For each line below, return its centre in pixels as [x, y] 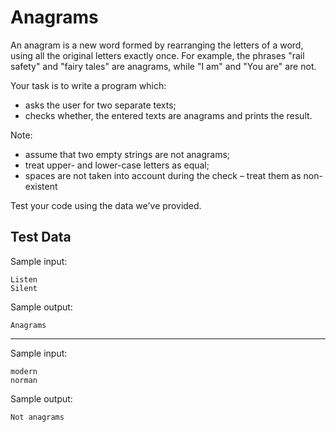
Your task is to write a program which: [88, 85]
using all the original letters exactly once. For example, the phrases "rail [157, 55]
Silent [24, 288]
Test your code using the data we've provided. [106, 205]
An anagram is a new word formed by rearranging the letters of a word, [157, 45]
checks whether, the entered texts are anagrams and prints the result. [168, 115]
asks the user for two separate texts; [100, 105]
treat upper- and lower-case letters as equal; [117, 165]
